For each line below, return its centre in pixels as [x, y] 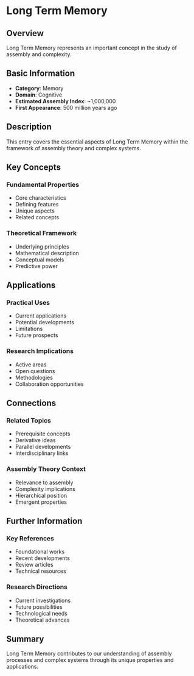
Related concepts [37, 217]
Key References [30, 538]
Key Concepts [33, 168]
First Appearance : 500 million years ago [66, 107]
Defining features [37, 205]
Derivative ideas [35, 440]
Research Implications [40, 351]
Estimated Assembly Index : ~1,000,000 [65, 101]
